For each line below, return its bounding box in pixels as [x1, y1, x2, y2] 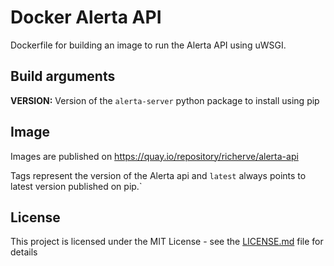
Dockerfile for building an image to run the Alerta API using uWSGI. [10, 39, 287, 51]
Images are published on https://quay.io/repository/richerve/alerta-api [10, 150, 299, 162]
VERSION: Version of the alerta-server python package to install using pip [10, 94, 320, 106]
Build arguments [10, 68, 116, 85]
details [10, 246, 38, 258]
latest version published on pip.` [10, 180, 143, 192]
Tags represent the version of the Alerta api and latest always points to [10, 169, 307, 181]
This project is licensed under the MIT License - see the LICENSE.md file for [10, 236, 324, 248]
